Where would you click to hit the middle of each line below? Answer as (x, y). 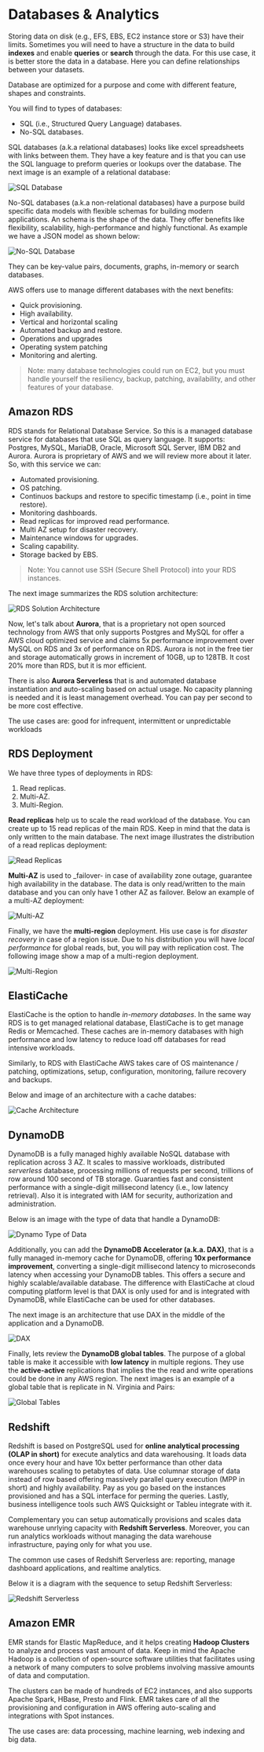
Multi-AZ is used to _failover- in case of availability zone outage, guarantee (130, 875)
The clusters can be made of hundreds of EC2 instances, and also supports (130, 1691)
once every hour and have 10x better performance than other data (115, 1463)
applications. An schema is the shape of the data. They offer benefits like (126, 219)
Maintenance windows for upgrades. (79, 538)
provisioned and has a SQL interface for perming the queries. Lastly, (119, 1496)
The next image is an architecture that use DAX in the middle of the (117, 1315)
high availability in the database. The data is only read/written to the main (127, 883)
